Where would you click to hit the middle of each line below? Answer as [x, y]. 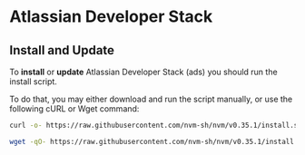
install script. [33, 82]
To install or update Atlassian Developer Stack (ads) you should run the [144, 72]
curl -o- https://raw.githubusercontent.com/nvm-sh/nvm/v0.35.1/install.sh [156, 125]
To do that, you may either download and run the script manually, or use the [151, 99]
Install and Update [62, 50]
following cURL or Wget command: [74, 109]
